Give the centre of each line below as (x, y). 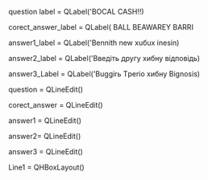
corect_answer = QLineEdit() (56, 105)
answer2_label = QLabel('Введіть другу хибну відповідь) (104, 58)
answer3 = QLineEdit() (46, 151)
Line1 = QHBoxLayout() (46, 167)
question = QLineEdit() (46, 89)
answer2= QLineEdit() (45, 136)
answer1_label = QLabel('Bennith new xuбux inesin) (94, 43)
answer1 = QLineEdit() (45, 121)
